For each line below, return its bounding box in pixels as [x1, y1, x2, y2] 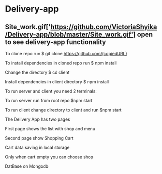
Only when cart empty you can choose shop [5, 154, 93, 159]
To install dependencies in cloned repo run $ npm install [5, 60, 117, 66]
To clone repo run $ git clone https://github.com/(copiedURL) [5, 51, 127, 56]
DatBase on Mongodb [5, 163, 49, 169]
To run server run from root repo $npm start [5, 98, 93, 103]
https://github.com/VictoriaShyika [50, 23, 157, 31]
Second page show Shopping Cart [5, 135, 74, 141]
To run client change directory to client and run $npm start [5, 107, 122, 112]
